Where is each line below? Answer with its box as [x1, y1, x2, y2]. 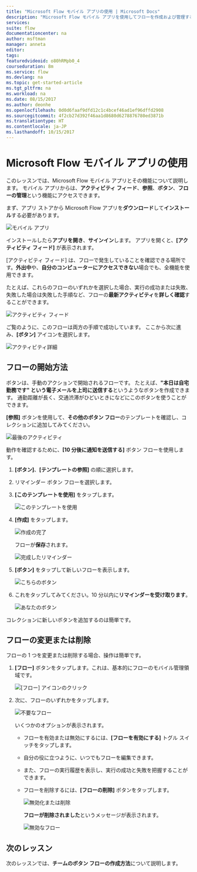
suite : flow [6, 25, 35, 31]
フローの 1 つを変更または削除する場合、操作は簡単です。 [6, 652, 145, 659]
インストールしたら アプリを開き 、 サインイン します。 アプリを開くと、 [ [6, 236, 178, 243]
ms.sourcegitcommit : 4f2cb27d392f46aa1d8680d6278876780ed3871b [6, 113, 164, 118]
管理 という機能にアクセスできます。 [16, 191, 103, 199]
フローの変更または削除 [6, 635, 91, 645]
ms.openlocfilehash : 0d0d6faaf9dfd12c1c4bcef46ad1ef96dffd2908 [6, 107, 164, 113]
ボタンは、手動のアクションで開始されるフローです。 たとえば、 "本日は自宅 [6, 379, 189, 386]
